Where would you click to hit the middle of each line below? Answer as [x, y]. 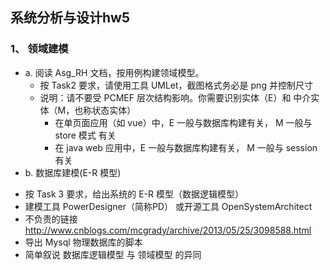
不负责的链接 [51, 219]
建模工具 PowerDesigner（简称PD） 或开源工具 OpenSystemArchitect [168, 206]
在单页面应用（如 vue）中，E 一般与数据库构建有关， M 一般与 [183, 122]
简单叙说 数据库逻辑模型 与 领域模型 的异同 [113, 254]
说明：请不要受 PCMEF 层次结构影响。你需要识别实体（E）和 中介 [175, 97]
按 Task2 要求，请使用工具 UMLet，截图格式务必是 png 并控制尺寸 [176, 85]
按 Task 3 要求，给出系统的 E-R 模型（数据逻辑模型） [134, 194]
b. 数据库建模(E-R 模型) [73, 172]
